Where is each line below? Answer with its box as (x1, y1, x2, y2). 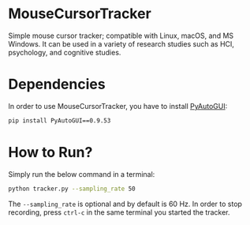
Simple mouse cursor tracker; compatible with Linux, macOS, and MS (8, 31, 234, 40)
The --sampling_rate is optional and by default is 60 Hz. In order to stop (8, 199, 243, 208)
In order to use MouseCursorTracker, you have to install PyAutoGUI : (8, 101, 228, 111)
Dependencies (8, 76, 106, 93)
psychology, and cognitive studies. (8, 47, 121, 57)
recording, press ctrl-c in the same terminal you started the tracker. (8, 207, 230, 217)
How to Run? (8, 143, 93, 161)
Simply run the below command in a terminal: (8, 169, 155, 178)
